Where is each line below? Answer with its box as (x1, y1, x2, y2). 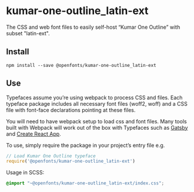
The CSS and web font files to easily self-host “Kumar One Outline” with (6, 23, 180, 31)
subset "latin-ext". (6, 29, 50, 36)
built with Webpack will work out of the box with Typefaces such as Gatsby (6, 124, 188, 131)
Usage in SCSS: (6, 169, 45, 176)
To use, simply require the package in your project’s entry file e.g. (6, 142, 165, 149)
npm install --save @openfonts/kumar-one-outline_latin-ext (6, 62, 157, 68)
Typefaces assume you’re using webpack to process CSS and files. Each (6, 94, 183, 101)
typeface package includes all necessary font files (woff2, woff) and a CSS (6, 100, 188, 107)
